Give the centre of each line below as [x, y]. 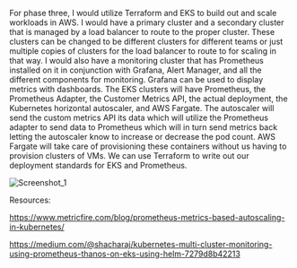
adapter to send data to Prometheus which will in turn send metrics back [144, 127]
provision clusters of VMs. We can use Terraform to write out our [129, 156]
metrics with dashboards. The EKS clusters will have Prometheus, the [138, 89]
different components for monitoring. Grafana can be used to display [136, 79]
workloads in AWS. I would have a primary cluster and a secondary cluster [147, 22]
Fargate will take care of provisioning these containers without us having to [148, 146]
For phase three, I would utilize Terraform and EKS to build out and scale [143, 13]
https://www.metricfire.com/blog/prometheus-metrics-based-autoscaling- [147, 217]
